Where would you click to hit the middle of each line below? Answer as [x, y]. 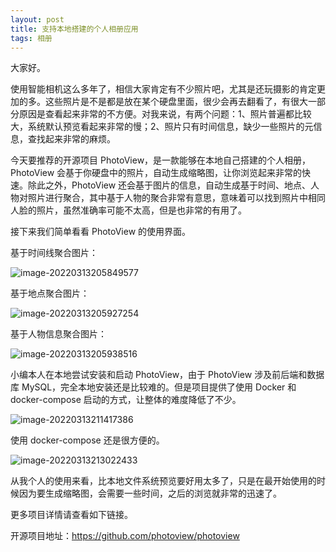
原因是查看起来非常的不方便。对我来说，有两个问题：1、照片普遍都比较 [165, 114]
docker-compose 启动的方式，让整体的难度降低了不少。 [126, 400]
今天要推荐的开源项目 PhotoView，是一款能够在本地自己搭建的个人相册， [161, 160]
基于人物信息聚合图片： [58, 334]
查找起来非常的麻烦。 [71, 139]
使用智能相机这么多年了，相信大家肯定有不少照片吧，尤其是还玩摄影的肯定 [163, 89]
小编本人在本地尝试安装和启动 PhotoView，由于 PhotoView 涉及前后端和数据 [167, 375]
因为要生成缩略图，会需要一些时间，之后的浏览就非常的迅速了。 [150, 493]
